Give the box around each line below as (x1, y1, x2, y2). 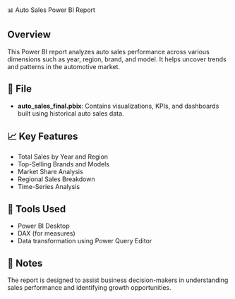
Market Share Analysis (17, 168, 83, 176)
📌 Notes (7, 257, 43, 269)
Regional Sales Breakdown (17, 175, 95, 183)
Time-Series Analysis (17, 183, 80, 191)
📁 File (7, 83, 32, 95)
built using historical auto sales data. (17, 109, 125, 118)
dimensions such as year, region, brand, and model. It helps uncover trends (7, 55, 227, 63)
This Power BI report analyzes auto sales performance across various (7, 47, 210, 56)
